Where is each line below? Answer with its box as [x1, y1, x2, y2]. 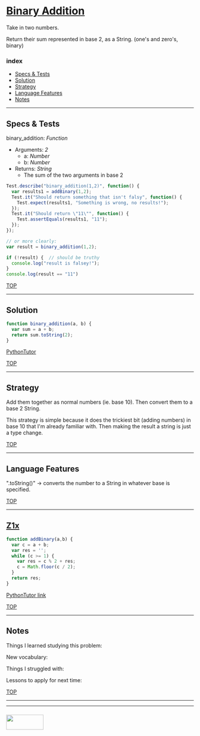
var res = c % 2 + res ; [17, 559, 76, 565]
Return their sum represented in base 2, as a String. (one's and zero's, [6, 35, 179, 42]
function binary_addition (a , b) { [6, 321, 92, 327]
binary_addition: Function [6, 134, 68, 142]
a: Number [23, 152, 50, 160]
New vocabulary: [6, 653, 48, 661]
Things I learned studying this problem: [6, 642, 102, 649]
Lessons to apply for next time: [6, 676, 82, 683]
